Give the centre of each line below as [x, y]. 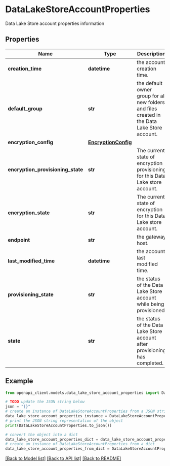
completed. [150, 363]
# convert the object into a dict [42, 435]
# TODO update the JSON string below [45, 402]
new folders [151, 102]
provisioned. [151, 310]
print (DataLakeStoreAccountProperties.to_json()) [59, 425]
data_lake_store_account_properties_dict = [52, 439]
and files [147, 109]
